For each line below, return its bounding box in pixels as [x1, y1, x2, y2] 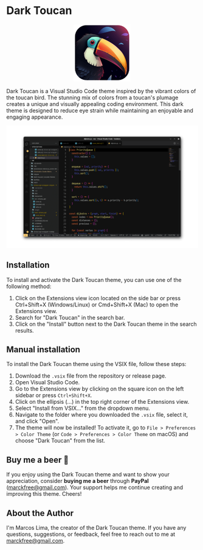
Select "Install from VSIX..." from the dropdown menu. [15, 404, 151, 412]
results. [15, 326, 35, 334]
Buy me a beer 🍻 [6, 454, 69, 465]
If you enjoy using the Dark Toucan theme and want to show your [6, 471, 170, 478]
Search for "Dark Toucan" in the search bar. [15, 314, 125, 321]
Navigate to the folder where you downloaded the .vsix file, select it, [15, 411, 188, 418]
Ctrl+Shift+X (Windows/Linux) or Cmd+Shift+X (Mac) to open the [15, 301, 179, 308]
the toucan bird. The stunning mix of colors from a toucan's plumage [6, 94, 179, 101]
